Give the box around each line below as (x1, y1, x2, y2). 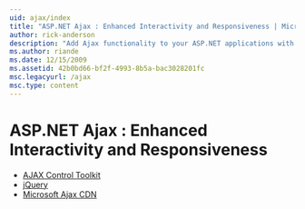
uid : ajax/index (9, 13, 71, 23)
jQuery (22, 179, 48, 190)
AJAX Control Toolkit (22, 169, 102, 180)
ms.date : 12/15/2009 (9, 55, 88, 65)
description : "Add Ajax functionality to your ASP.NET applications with (9, 38, 295, 48)
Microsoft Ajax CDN (22, 188, 97, 200)
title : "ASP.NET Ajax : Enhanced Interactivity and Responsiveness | (9, 22, 279, 31)
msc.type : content (9, 81, 79, 90)
